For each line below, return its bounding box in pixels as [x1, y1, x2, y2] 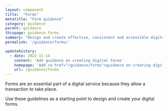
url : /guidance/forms [14, 67, 59, 72]
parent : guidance [5, 26, 41, 31]
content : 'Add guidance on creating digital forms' [14, 58, 124, 63]
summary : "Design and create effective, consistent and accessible [5, 35, 149, 40]
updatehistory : [5, 48, 37, 54]
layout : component [5, 7, 43, 12]
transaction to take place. [5, 86, 57, 92]
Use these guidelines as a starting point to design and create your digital [5, 96, 155, 102]
